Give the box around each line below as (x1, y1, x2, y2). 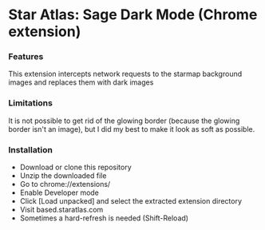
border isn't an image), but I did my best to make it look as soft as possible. (8, 124, 255, 133)
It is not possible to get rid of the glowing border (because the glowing (8, 116, 240, 125)
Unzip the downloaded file (19, 171, 107, 180)
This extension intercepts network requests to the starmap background (8, 69, 243, 79)
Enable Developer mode (19, 188, 100, 197)
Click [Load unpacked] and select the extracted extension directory (19, 196, 242, 206)
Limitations (8, 97, 53, 109)
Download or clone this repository (19, 162, 132, 172)
